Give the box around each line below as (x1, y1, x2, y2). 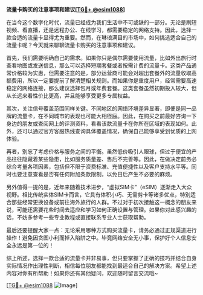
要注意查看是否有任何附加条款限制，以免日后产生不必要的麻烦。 (16, 170, 176, 178)
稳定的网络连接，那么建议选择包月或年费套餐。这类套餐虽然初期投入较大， (6, 85, 192, 91)
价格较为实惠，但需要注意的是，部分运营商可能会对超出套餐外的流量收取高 (11, 70, 197, 76)
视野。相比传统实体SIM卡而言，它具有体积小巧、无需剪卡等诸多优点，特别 (6, 191, 191, 198)
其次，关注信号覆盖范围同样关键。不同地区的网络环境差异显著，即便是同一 (6, 105, 192, 112)
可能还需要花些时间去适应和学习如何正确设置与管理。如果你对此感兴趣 (16, 206, 192, 213)
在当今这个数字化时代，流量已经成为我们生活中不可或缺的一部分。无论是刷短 (6, 19, 197, 26)
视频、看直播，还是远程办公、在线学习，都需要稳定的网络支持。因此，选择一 (6, 27, 197, 33)
